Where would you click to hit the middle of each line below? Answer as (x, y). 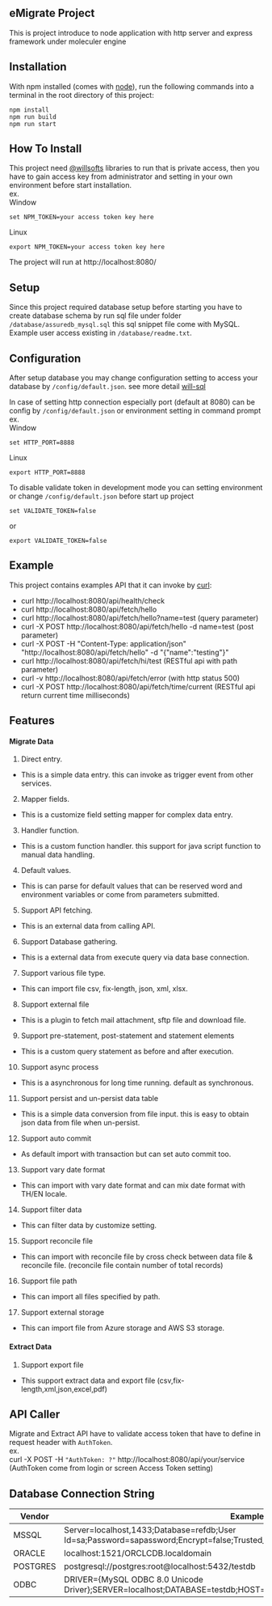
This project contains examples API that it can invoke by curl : (111, 585)
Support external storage (63, 1312)
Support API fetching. (56, 910)
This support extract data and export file (88, 1380)
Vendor (34, 1516)
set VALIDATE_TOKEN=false (52, 511)
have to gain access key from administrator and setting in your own (121, 176)
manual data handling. (58, 855)
